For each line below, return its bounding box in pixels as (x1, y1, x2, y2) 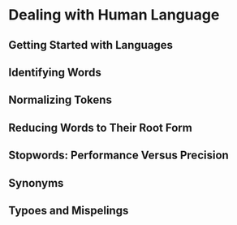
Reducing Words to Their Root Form (8, 120, 192, 135)
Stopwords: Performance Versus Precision (8, 149, 229, 162)
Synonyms (8, 176, 64, 190)
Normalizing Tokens (8, 93, 112, 107)
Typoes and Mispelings (8, 203, 129, 217)
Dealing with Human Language (8, 6, 220, 24)
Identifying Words (8, 65, 101, 79)
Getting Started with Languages (8, 38, 173, 52)
